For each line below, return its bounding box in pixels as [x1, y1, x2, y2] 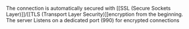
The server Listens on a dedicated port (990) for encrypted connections [6, 17, 180, 23]
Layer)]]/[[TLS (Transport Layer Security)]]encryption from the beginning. [6, 11, 184, 18]
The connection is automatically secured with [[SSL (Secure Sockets [6, 5, 171, 11]
